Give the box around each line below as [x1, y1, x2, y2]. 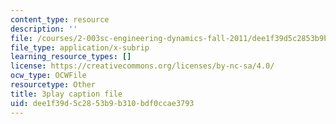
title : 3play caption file [10, 89, 123, 99]
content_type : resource [10, 14, 110, 25]
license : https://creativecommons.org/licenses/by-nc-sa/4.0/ [10, 61, 275, 71]
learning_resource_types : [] [10, 52, 132, 62]
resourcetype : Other [10, 80, 97, 90]
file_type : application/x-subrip [10, 42, 150, 53]
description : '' [10, 24, 78, 34]
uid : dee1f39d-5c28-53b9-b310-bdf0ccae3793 [10, 98, 195, 108]
